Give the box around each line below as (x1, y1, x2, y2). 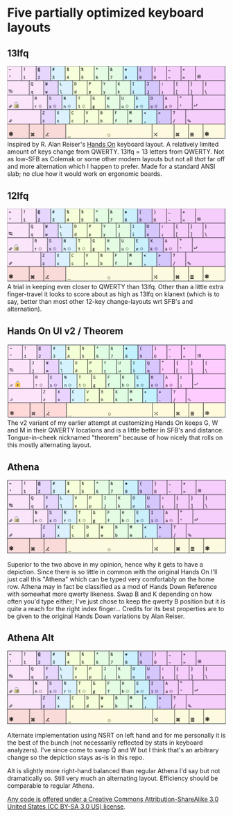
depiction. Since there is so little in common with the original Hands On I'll (7, 567, 218, 576)
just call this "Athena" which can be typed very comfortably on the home (7, 575, 215, 583)
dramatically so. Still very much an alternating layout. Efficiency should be (7, 774, 218, 782)
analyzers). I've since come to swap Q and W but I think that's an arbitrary (7, 745, 219, 754)
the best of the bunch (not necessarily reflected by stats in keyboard (7, 738, 203, 747)
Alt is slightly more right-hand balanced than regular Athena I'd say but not (7, 766, 221, 775)
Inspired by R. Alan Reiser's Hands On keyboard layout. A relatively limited (7, 140, 219, 149)
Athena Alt (7, 631, 55, 644)
